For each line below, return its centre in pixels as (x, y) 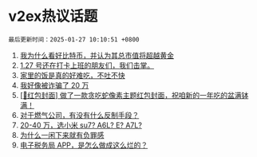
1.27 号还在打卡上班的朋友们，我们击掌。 (87, 65)
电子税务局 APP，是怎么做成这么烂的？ (84, 145)
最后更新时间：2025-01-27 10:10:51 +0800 (74, 39)
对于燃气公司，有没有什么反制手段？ (79, 115)
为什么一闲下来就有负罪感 (62, 135)
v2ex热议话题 (53, 16)
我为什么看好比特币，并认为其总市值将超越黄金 (97, 55)
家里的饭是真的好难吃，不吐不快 (72, 75)
